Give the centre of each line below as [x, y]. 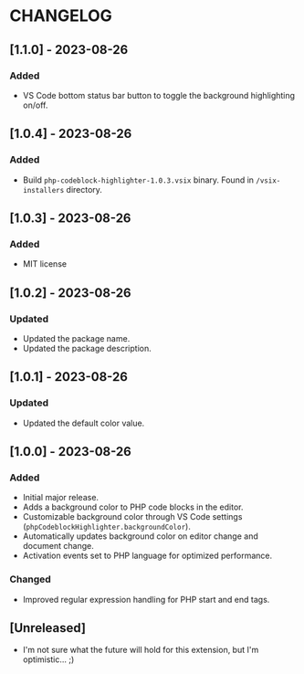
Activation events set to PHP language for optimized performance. [147, 556]
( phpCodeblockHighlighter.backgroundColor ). [107, 527]
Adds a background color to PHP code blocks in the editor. [133, 507]
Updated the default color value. [84, 423]
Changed [31, 579]
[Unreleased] [48, 628]
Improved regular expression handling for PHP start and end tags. [146, 599]
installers [43, 190]
